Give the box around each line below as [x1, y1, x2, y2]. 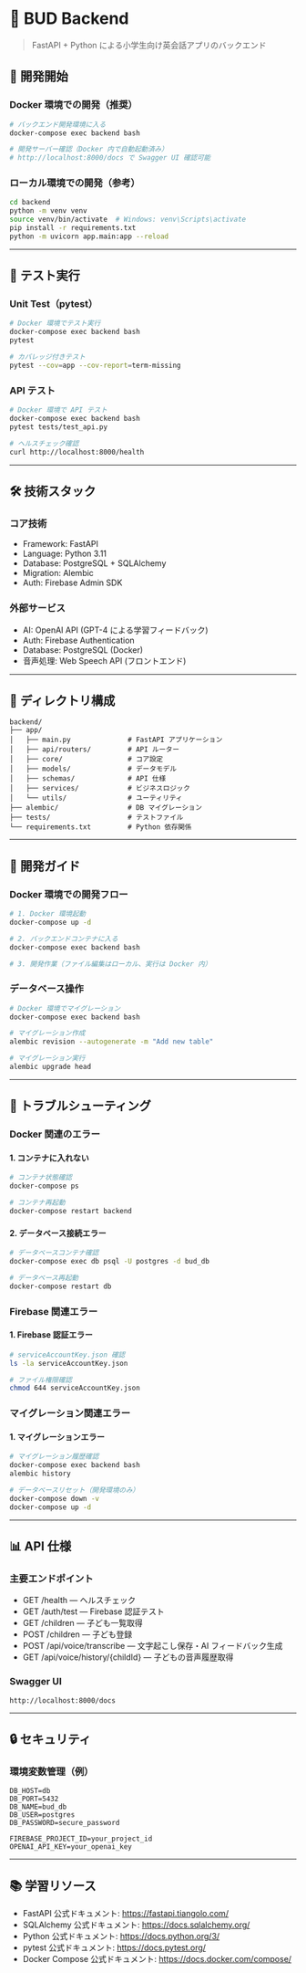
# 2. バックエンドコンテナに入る [9, 934, 118, 943]
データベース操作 [9, 982, 85, 995]
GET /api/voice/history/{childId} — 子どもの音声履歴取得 [22, 1652, 234, 1663]
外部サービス [9, 602, 66, 614]
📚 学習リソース [9, 1878, 97, 1894]
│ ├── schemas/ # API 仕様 [9, 774, 167, 783]
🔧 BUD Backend [9, 8, 129, 29]
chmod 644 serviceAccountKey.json [9, 1383, 141, 1393]
